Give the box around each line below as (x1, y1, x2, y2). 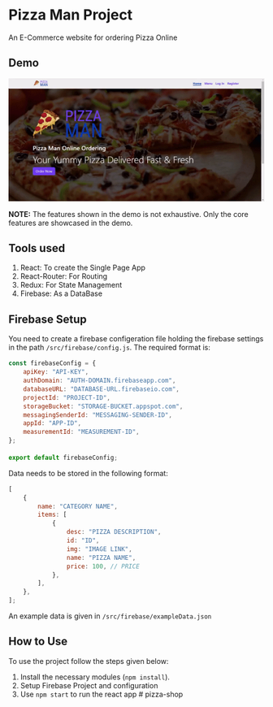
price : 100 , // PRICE (66, 562, 140, 570)
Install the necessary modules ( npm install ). (19, 672, 171, 682)
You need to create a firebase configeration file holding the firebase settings (8, 334, 264, 344)
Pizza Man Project (8, 6, 133, 24)
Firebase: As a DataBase (19, 288, 103, 298)
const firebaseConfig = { (8, 359, 96, 367)
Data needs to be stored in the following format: (8, 468, 168, 478)
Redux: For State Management (19, 280, 123, 290)
